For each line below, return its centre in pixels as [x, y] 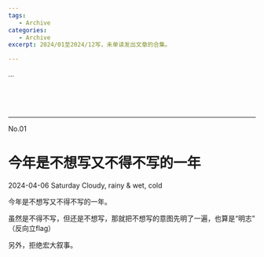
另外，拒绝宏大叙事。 [42, 245]
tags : [17, 15]
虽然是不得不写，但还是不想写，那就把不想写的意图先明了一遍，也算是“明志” [132, 218]
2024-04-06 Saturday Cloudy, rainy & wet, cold [85, 185]
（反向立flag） [32, 229]
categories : [27, 30]
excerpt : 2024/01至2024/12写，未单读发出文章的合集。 [90, 45]
